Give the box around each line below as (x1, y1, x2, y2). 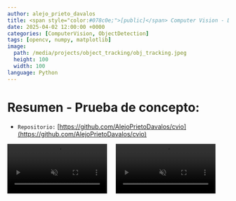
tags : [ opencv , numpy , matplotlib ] (7, 37, 112, 44)
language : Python (7, 69, 58, 76)
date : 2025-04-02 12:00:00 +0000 (7, 23, 105, 30)
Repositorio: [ (17, 122, 60, 131)
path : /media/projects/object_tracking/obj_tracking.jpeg (13, 50, 188, 57)
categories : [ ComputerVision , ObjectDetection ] (7, 30, 150, 37)
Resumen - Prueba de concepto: (7, 99, 200, 115)
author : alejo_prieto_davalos (7, 10, 96, 18)
